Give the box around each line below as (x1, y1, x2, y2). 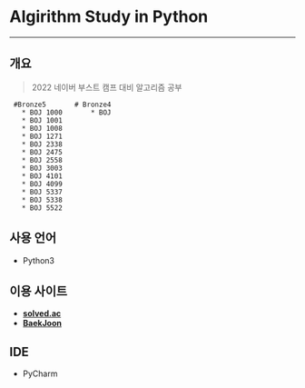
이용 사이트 (9, 284, 68, 299)
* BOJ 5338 (21, 195, 64, 204)
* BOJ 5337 (21, 187, 64, 196)
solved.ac (22, 308, 62, 319)
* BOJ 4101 (21, 171, 64, 181)
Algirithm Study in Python (9, 6, 209, 27)
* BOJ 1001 (21, 115, 64, 124)
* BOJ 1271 (21, 132, 64, 141)
